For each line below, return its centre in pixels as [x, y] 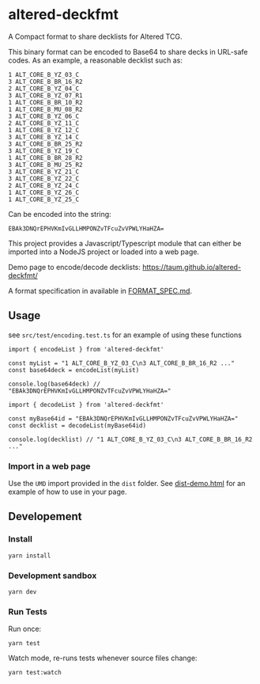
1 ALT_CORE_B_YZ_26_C [44, 192]
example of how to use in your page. [68, 492]
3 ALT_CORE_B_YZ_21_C [44, 172]
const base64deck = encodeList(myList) [74, 370]
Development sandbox [53, 576]
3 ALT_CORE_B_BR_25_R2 [45, 144]
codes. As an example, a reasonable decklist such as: [96, 60]
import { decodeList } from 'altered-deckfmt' [86, 405]
